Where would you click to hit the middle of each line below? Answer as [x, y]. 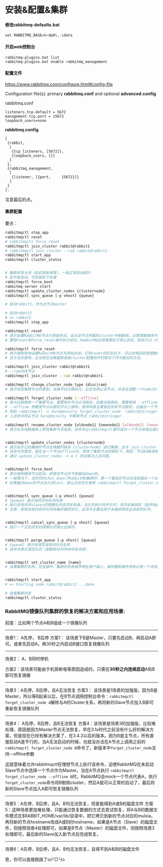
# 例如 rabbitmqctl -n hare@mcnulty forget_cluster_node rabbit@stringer [81, 412]
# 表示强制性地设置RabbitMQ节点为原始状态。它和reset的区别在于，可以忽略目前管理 [79, 353]
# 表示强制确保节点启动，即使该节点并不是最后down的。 [53, 474]
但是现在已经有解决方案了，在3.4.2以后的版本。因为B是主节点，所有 [81, 736]
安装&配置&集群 [36, 10]
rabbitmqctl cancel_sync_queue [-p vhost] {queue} [57, 523]
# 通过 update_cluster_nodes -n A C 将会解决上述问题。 [59, 456]
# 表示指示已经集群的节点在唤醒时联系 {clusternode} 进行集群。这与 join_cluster [81, 447]
